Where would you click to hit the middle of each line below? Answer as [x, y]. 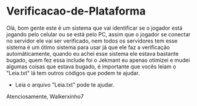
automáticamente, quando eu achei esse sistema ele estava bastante [92, 53]
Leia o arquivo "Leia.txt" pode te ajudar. [65, 84]
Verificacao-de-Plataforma [76, 11]
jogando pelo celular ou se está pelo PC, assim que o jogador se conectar [98, 34]
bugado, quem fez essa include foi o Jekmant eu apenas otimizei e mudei [98, 60]
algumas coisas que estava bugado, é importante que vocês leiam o [91, 66]
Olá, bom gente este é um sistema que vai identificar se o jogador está [95, 28]
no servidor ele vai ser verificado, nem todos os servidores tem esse [92, 41]
